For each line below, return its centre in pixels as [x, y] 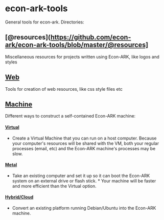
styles [11, 62]
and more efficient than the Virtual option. [54, 186]
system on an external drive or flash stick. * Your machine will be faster [84, 180]
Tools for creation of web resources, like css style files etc [64, 89]
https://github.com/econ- [91, 37]
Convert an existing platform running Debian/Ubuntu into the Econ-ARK [84, 208]
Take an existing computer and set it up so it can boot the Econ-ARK [81, 176]
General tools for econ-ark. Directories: [45, 22]
